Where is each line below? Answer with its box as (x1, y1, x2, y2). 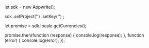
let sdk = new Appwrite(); (4, 4, 55, 10)
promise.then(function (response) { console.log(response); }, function (4, 32, 144, 38)
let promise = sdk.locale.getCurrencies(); (4, 23, 87, 29)
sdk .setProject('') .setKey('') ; (4, 14, 65, 19)
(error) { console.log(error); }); (4, 37, 65, 43)
